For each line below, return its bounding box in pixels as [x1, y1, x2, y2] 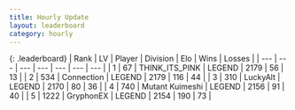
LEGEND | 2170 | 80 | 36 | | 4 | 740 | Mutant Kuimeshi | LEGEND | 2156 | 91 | [9, 81, 285, 92]
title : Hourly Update [9, 12, 89, 22]
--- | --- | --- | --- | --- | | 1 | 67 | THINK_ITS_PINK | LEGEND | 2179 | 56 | [19, 62, 284, 73]
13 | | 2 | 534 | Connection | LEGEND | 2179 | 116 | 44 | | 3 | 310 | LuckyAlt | [9, 72, 281, 83]
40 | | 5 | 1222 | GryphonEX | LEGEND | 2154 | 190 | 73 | [9, 91, 212, 101]
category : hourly [9, 29, 74, 38]
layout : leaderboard [9, 21, 86, 30]
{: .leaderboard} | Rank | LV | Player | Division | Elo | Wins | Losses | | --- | [9, 54, 277, 64]
